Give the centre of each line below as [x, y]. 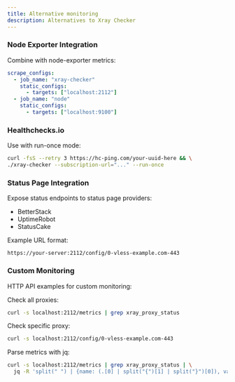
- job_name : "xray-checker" [55, 79]
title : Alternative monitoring [53, 14]
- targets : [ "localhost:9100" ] [71, 112]
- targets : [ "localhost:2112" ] [71, 93]
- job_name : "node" [42, 99]
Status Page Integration [48, 183]
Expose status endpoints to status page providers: [80, 198]
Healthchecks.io [36, 130]
